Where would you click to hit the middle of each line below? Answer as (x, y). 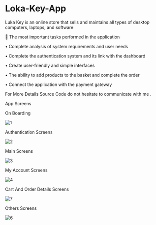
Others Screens (21, 208)
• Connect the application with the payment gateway (59, 84)
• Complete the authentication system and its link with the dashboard (75, 56)
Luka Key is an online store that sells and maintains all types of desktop (78, 22)
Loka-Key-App (36, 9)
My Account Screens (26, 170)
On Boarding (18, 113)
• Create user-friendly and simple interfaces (50, 65)
